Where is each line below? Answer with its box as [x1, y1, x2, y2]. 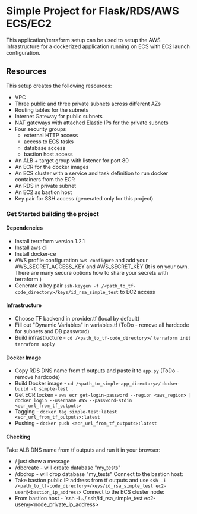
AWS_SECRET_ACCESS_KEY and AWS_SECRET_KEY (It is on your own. [14, 263, 189, 270]
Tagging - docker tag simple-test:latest [14, 408, 117, 415]
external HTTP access [23, 131, 78, 139]
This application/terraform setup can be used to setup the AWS [6, 36, 161, 43]
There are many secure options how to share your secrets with [14, 269, 169, 276]
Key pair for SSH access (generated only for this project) [14, 195, 154, 202]
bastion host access [23, 151, 73, 158]
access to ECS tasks [23, 138, 74, 145]
